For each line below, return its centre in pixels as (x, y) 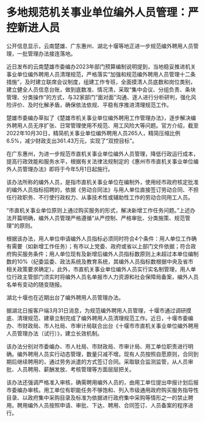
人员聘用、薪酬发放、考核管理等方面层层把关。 (76, 369)
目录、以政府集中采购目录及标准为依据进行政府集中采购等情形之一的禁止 (97, 398)
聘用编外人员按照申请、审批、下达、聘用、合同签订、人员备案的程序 (102, 405)
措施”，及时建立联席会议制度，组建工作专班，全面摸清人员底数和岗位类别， (101, 82)
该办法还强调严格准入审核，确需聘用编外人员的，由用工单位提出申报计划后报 (103, 382)
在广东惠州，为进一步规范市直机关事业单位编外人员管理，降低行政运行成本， (103, 154)
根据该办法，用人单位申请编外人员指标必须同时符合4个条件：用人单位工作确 (102, 239)
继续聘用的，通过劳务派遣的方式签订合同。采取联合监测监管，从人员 (102, 361)
